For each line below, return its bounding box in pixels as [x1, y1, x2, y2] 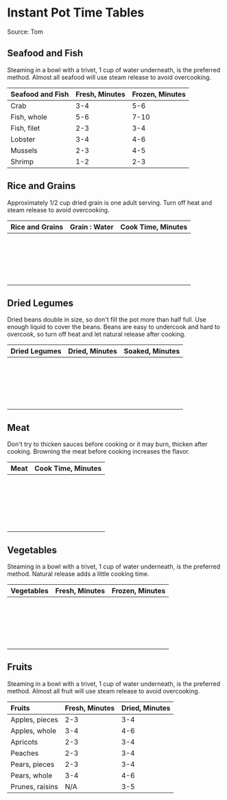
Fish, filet [10, 123, 40, 133]
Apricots [10, 737, 38, 746]
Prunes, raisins [10, 781, 58, 791]
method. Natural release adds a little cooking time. [7, 570, 150, 578]
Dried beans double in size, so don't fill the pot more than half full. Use [7, 315, 207, 324]
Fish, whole [10, 112, 48, 122]
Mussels [10, 146, 38, 155]
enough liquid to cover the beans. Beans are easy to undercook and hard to [7, 323, 221, 331]
